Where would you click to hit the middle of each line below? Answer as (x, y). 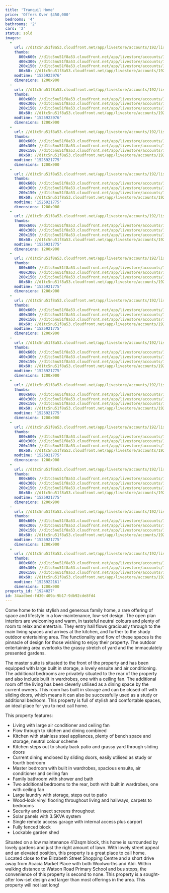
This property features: (29, 716)
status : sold (19, 33)
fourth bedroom (29, 763)
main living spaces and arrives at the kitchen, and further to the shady (78, 632)
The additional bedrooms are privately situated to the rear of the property (81, 673)
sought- (151, 874)
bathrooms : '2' (21, 24)
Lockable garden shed (36, 832)
